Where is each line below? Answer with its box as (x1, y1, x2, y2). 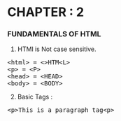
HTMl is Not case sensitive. (17, 45, 97, 53)
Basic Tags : (17, 92, 53, 101)
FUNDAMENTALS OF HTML (7, 29, 101, 39)
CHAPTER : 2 (7, 4, 85, 20)
